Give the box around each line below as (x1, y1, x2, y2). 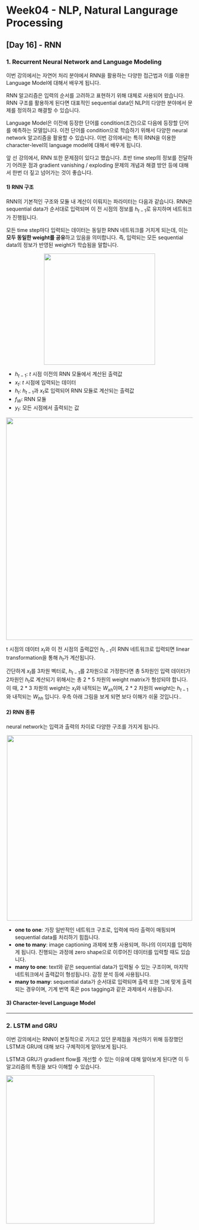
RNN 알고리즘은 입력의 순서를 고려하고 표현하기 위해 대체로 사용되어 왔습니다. (6, 91, 185, 98)
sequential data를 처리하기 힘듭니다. (14, 933, 100, 940)
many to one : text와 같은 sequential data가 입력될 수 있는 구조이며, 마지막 (14, 963, 188, 970)
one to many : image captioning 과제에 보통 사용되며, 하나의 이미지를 (14, 941, 176, 948)
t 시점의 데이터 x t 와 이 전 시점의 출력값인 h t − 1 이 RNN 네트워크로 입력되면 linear (6, 645, 190, 654)
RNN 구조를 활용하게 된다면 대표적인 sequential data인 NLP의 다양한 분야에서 (6, 99, 187, 106)
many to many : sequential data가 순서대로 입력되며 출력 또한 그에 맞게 (14, 978, 181, 985)
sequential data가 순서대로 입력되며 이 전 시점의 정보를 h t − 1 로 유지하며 (6, 205, 172, 214)
